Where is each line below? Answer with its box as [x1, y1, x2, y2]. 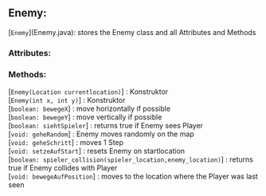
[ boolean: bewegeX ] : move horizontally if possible [8, 104, 171, 114]
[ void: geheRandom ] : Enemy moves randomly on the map [8, 129, 195, 139]
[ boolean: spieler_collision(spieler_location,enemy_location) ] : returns [8, 155, 253, 164]
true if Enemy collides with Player [8, 163, 118, 173]
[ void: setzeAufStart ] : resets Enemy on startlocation [8, 147, 186, 156]
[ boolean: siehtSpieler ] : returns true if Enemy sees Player [8, 121, 204, 131]
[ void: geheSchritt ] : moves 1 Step [8, 138, 124, 147]
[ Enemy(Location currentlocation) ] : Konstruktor [8, 87, 169, 96]
